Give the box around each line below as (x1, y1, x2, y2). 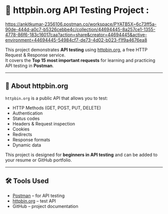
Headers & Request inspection (12, 120, 75, 126)
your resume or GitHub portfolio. (5, 157, 72, 163)
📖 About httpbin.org (5, 82, 68, 90)
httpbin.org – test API (12, 197, 56, 204)
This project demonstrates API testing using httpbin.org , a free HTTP (5, 46, 148, 52)
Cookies (12, 126, 30, 132)
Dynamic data (12, 142, 41, 148)
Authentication (12, 110, 43, 116)
